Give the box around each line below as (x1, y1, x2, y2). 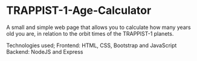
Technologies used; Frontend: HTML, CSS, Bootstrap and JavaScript (6, 42, 177, 49)
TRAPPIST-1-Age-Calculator (6, 4, 152, 18)
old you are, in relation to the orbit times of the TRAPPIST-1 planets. (6, 30, 174, 37)
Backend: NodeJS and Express (6, 48, 83, 55)
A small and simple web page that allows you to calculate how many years (6, 24, 192, 31)
